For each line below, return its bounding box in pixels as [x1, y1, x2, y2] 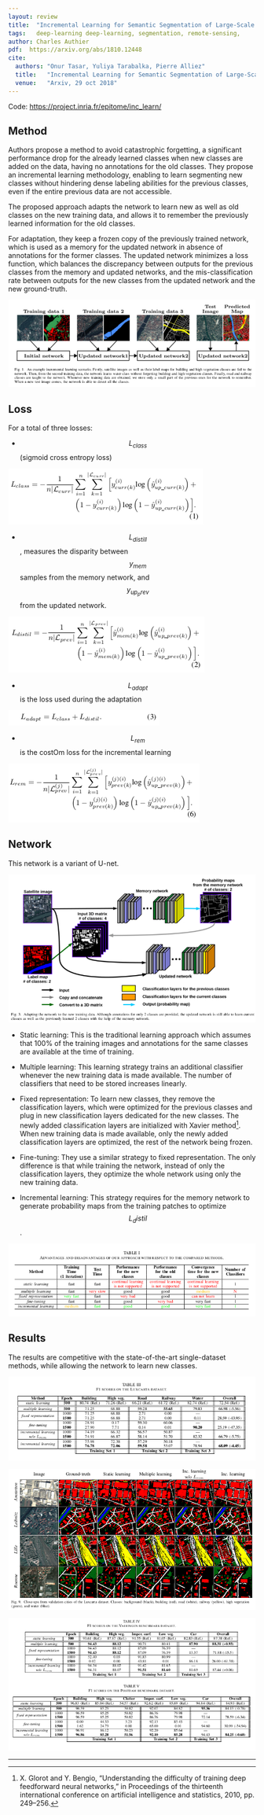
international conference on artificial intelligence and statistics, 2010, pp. [19, 1790, 255, 1800]
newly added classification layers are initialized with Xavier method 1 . [19, 1119, 241, 1130]
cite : [8, 54, 26, 62]
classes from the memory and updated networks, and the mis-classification [8, 267, 253, 277]
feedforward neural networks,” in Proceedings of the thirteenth [19, 1782, 224, 1791]
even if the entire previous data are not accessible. [8, 187, 173, 197]
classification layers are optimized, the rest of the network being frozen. [19, 1137, 253, 1147]
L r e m [130, 734, 145, 745]
